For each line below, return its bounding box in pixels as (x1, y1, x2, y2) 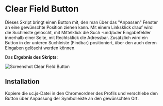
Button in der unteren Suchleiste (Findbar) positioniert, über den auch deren (5, 40, 157, 45)
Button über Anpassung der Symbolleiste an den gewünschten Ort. (5, 95, 139, 101)
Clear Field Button (5, 3, 79, 14)
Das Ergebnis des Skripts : (5, 54, 58, 60)
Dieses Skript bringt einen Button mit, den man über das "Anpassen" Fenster (5, 19, 158, 25)
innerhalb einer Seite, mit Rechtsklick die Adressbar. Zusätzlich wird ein (5, 35, 148, 40)
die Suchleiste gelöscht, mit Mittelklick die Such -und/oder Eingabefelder (5, 29, 151, 35)
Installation (5, 78, 40, 86)
